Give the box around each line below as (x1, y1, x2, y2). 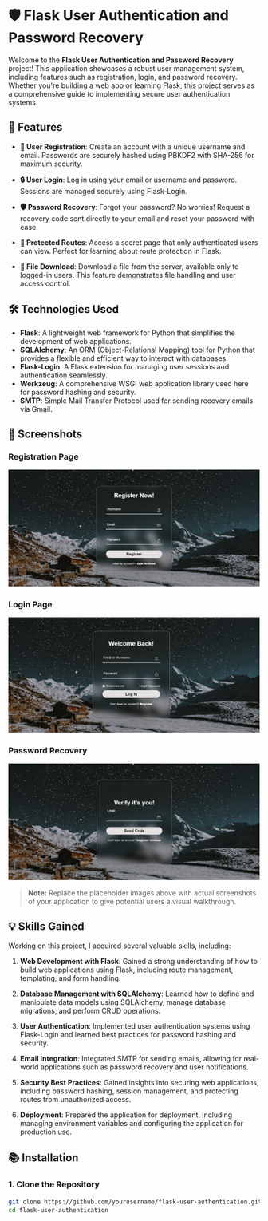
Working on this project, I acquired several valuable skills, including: (8, 941, 231, 950)
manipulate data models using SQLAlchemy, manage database (19, 997, 226, 1006)
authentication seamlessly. (19, 370, 108, 380)
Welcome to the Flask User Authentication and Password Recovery (8, 55, 234, 65)
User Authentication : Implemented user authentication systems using (19, 1021, 250, 1030)
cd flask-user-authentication (8, 1207, 109, 1215)
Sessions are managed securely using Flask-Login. (19, 186, 187, 196)
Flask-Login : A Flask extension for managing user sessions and (19, 362, 230, 371)
